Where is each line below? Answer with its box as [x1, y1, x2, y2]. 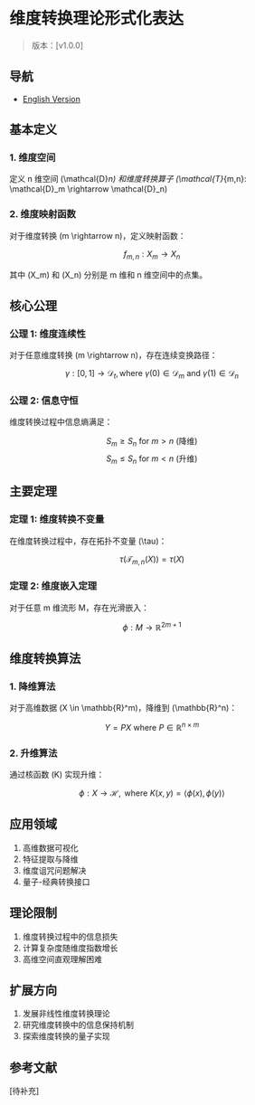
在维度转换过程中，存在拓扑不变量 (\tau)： [9, 535, 167, 546]
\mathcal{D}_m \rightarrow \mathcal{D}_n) [9, 184, 168, 194]
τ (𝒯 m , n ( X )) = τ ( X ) [118, 553, 185, 566]
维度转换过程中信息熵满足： [9, 417, 113, 428]
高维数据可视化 [22, 842, 79, 853]
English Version [22, 93, 81, 104]
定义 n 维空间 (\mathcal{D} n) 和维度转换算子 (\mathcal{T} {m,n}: [9, 174, 247, 184]
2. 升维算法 [9, 747, 58, 760]
